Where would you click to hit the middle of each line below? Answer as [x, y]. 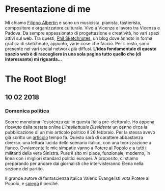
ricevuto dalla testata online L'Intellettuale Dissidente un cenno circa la [76, 127]
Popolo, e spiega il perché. [32, 183]
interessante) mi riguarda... [34, 59]
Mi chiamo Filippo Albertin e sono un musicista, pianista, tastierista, [73, 23]
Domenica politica [27, 111]
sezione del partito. [25, 168]
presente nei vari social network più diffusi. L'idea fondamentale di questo [81, 49]
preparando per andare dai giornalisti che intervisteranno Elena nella [74, 164]
